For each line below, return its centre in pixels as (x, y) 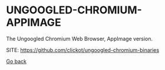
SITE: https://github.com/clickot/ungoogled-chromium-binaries (83, 50)
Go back (16, 61)
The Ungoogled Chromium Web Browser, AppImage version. (80, 38)
